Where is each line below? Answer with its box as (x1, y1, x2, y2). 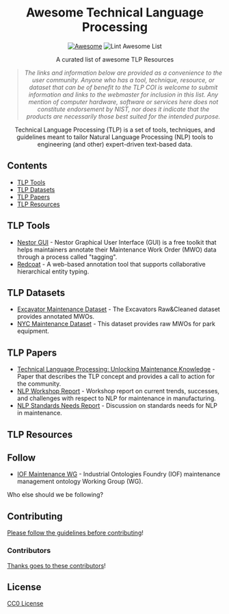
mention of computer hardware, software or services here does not (28, 97, 219, 106)
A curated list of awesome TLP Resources (55, 55, 174, 63)
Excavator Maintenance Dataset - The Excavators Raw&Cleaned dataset (16, 305, 220, 313)
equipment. (16, 327, 50, 335)
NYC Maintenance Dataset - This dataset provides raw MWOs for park (16, 320, 215, 328)
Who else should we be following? (7, 491, 104, 499)
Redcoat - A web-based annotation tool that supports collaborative (16, 260, 206, 268)
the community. (16, 380, 62, 388)
